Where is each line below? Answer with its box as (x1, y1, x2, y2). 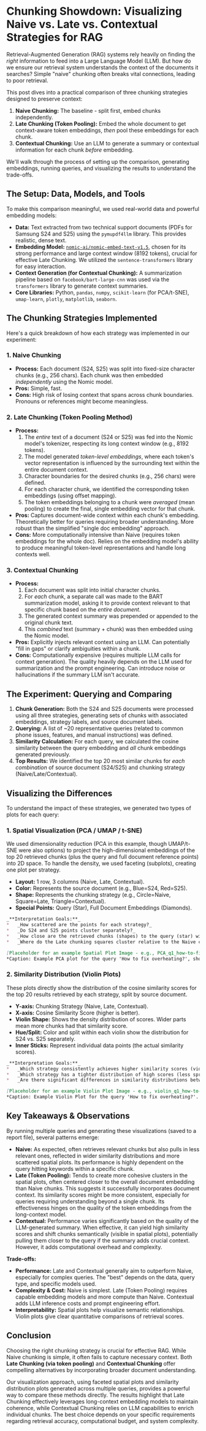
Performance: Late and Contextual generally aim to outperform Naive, (15, 1267, 193, 1274)
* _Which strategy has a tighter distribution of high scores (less (6, 1072, 191, 1078)
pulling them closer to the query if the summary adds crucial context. (15, 1237, 190, 1244)
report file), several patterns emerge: (6, 1134, 99, 1141)
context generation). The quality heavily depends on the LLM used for (15, 658, 192, 666)
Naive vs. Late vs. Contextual (6, 17, 158, 31)
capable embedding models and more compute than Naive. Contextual (15, 1293, 194, 1300)
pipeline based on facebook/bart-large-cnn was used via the (15, 275, 170, 283)
